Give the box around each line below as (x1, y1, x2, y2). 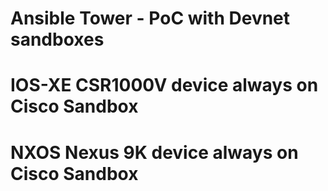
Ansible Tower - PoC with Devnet (10, 7, 291, 30)
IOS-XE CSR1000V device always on (10, 74, 319, 97)
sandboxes (10, 28, 105, 51)
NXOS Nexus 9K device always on (10, 141, 299, 164)
